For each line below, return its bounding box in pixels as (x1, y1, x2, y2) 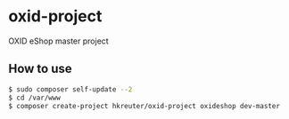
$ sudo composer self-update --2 (8, 84, 133, 94)
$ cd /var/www (8, 93, 62, 102)
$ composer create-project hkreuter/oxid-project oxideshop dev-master (8, 101, 280, 110)
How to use (8, 61, 72, 76)
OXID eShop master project (8, 36, 109, 46)
